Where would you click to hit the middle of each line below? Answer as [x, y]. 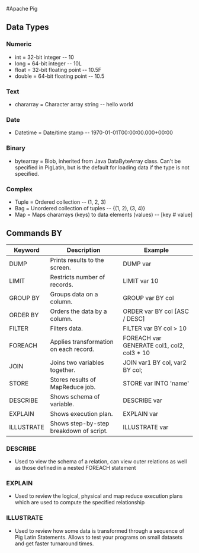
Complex [19, 189]
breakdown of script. [79, 431]
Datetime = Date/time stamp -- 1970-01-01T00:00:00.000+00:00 [94, 132]
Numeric [19, 44]
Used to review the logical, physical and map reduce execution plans [99, 496]
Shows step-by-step [80, 423]
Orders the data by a [79, 311]
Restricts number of [78, 277]
